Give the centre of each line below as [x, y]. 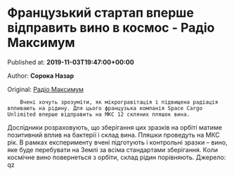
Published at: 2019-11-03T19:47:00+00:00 [71, 62]
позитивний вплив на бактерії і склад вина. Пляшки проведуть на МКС [113, 135]
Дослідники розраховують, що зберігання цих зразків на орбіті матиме [115, 127]
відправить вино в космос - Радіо [111, 28]
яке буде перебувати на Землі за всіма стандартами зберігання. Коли [112, 149]
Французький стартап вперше [101, 13]
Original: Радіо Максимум [46, 89]
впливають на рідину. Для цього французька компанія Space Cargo [105, 108]
